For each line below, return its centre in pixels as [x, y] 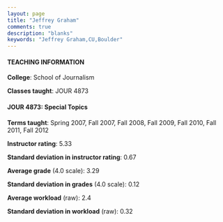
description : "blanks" [40, 33]
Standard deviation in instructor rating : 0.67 [72, 157]
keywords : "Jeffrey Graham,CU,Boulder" [65, 40]
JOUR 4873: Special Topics [48, 107]
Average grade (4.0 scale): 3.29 [53, 170]
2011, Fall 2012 [28, 130]
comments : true [29, 27]
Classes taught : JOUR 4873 [48, 91]
